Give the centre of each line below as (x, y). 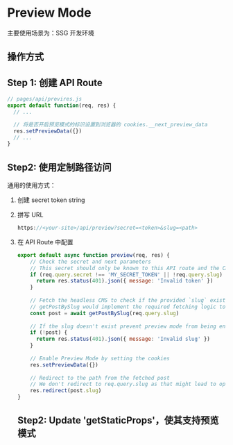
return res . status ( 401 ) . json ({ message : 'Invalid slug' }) (123, 339)
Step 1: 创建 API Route (55, 82)
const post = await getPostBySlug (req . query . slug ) (105, 313)
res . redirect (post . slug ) (66, 391)
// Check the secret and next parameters (90, 262)
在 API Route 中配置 (45, 242)
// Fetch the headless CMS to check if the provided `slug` (119, 301)
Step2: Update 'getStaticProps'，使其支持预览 (118, 420)
